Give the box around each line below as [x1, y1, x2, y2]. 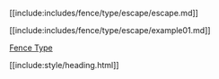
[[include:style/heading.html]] [9, 60, 119, 70]
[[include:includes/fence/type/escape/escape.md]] [9, 8, 199, 18]
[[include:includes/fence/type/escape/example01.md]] [9, 25, 211, 35]
